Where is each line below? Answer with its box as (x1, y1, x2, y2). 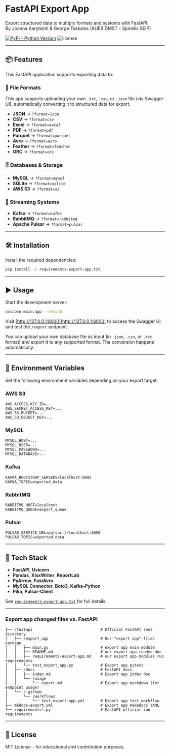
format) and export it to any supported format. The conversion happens (5, 339, 154, 345)
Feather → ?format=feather (12, 143, 70, 149)
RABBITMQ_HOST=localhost (5, 503, 58, 508)
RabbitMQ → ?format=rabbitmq (12, 216, 77, 222)
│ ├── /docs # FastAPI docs (5, 667, 133, 673)
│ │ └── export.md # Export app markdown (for (5, 681, 159, 686)
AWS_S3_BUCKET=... (5, 410, 44, 416)
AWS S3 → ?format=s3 (12, 186, 60, 192)
